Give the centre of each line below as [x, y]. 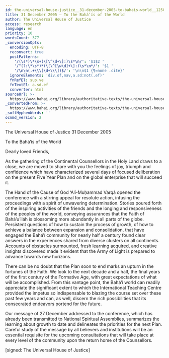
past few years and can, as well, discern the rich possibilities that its [76, 298]
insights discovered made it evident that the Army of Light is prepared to [80, 251]
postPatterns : [24, 57]
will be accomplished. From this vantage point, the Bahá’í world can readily [83, 282]
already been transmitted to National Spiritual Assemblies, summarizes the [82, 319]
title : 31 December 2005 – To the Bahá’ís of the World [65, 15]
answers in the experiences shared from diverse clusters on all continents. [82, 240]
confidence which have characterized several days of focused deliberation [83, 172]
